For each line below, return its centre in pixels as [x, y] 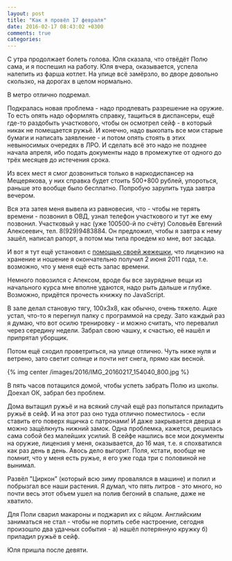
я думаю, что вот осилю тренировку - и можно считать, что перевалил [113, 323]
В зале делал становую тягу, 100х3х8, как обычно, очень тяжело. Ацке [112, 308]
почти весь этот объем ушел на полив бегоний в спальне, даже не [106, 494]
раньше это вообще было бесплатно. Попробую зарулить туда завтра [111, 188]
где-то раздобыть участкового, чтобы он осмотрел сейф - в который [110, 123]
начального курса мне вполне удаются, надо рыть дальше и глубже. [109, 287]
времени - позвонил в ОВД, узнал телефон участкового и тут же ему [110, 217]
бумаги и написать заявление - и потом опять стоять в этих [96, 138]
